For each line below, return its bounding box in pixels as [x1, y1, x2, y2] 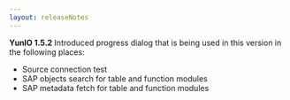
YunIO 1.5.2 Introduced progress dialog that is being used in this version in [9, 37, 282, 48]
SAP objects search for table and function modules [21, 73, 208, 84]
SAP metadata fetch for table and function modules [21, 82, 210, 93]
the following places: [9, 46, 86, 58]
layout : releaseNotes [9, 12, 89, 22]
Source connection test [21, 64, 108, 74]
